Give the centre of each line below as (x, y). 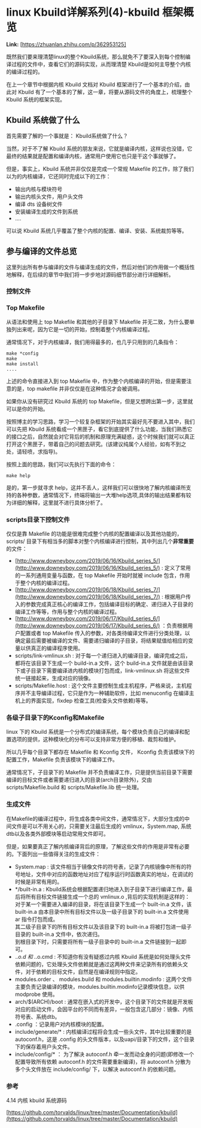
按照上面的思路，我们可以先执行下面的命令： (61, 464)
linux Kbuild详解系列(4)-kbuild (83, 12)
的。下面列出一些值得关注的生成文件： (53, 854)
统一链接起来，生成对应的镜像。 (54, 678)
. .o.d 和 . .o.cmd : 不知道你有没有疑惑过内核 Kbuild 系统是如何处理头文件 (103, 956)
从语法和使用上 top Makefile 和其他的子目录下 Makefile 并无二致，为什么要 (98, 322)
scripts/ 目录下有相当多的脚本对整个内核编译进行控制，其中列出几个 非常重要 (100, 541)
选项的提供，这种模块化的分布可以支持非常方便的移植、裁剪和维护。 (95, 739)
